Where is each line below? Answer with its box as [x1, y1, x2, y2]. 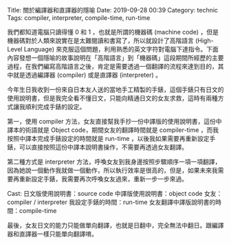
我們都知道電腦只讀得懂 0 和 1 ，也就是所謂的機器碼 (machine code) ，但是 [7, 28, 219, 36]
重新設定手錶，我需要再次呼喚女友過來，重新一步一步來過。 [19, 175, 188, 183]
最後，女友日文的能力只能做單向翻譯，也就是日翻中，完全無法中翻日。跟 [7, 221, 212, 229]
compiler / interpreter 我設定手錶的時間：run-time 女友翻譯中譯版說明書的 [7, 198, 216, 206]
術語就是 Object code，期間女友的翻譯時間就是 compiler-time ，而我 [25, 126, 219, 134]
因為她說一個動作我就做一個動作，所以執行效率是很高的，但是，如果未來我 [7, 166, 218, 174]
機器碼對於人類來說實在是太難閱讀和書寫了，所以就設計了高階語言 [7, 36, 194, 45]
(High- [195, 36, 214, 45]
